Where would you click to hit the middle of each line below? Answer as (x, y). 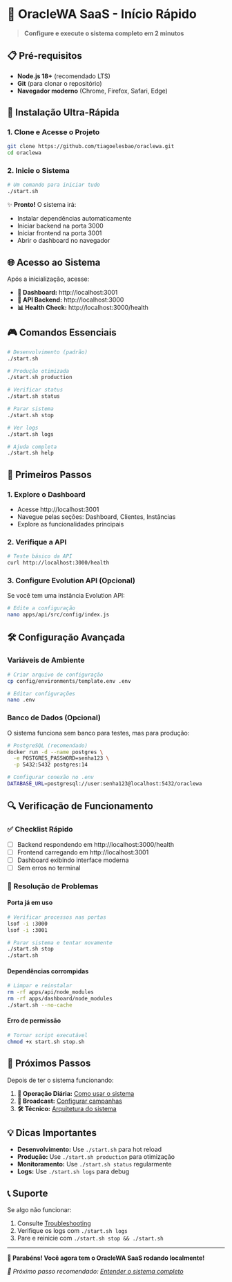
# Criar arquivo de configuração (55, 675)
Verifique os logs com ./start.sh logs (72, 1231)
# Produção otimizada (38, 371)
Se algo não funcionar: (39, 1210)
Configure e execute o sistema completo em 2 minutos (104, 33)
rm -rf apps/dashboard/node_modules (60, 999)
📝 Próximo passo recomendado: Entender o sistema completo (96, 1272)
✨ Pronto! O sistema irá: (42, 205)
